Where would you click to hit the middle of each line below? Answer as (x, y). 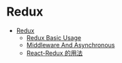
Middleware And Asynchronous (71, 45)
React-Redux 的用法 (55, 53)
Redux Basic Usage (54, 37)
